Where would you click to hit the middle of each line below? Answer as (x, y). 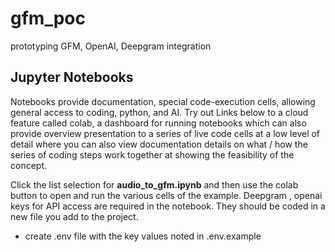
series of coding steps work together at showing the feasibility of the (152, 154)
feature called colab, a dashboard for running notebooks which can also (158, 123)
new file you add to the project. (74, 216)
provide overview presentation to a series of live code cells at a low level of (165, 133)
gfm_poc (48, 18)
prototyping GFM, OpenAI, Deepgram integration (111, 46)
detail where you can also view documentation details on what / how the (159, 144)
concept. (29, 165)
